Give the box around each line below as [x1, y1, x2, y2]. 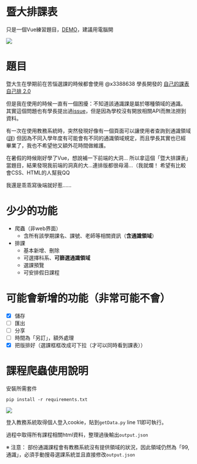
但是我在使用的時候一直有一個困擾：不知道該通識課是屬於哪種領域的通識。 [6, 100, 186, 107]
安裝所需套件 [6, 385, 37, 392]
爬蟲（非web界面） [14, 224, 62, 232]
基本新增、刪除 [23, 247, 60, 254]
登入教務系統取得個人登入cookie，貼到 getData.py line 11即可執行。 [6, 419, 167, 426]
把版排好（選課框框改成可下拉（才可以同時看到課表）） [14, 342, 146, 348]
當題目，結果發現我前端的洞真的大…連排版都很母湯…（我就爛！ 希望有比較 [6, 162, 186, 169]
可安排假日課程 [23, 268, 60, 276]
